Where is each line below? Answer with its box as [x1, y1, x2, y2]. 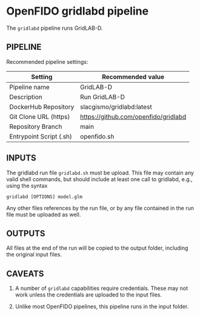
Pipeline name [9, 83, 50, 91]
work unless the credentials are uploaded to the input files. [15, 291, 162, 298]
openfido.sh [79, 132, 115, 140]
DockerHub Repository [9, 102, 75, 111]
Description [9, 92, 42, 101]
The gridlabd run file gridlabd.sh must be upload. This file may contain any [6, 169, 194, 176]
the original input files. [6, 251, 62, 258]
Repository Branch [9, 122, 62, 131]
